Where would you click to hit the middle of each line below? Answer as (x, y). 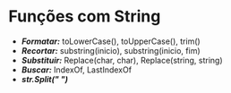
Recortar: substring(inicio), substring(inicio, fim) (111, 50)
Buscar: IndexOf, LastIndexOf (76, 70)
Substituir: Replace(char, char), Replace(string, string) (122, 60)
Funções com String (85, 17)
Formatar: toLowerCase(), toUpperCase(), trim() (111, 41)
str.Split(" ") (45, 79)
